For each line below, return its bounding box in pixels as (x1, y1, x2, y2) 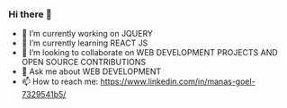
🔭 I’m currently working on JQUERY (21, 29, 154, 39)
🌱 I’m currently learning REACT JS (21, 37, 148, 48)
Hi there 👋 (8, 8, 53, 21)
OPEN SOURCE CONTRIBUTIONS (21, 57, 146, 68)
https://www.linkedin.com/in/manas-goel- (100, 76, 256, 87)
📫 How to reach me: (21, 76, 99, 87)
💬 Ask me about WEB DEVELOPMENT (21, 66, 162, 77)
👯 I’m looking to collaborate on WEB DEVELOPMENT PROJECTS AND (21, 47, 278, 58)
